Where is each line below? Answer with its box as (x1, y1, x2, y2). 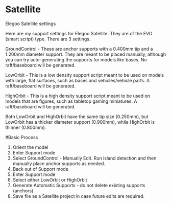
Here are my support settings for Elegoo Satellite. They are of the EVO (5, 30, 153, 36)
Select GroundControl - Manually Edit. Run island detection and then (12, 155, 157, 161)
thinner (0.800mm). (5, 124, 46, 130)
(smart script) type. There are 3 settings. (5, 36, 91, 42)
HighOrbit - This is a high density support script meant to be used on (5, 93, 151, 99)
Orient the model (12, 144, 48, 150)
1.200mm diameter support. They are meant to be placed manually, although (5, 51, 166, 57)
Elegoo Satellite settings (5, 20, 56, 27)
